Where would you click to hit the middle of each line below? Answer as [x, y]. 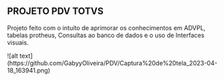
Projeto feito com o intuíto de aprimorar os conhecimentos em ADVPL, [107, 27]
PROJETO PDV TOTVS [56, 11]
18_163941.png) [29, 70]
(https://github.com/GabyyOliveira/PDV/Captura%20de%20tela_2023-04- [112, 63]
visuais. [18, 42]
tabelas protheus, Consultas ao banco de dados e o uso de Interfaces [106, 35]
